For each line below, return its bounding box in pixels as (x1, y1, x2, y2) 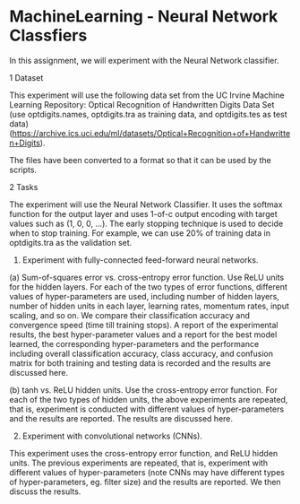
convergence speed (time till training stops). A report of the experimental (9, 319, 279, 330)
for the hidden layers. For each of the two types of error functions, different (9, 281, 288, 292)
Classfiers (9, 25, 88, 46)
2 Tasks (9, 181, 39, 192)
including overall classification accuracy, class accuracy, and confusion (9, 348, 273, 359)
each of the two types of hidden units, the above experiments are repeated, (9, 394, 288, 404)
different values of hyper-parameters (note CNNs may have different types (9, 466, 285, 477)
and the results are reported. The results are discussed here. (9, 413, 234, 423)
